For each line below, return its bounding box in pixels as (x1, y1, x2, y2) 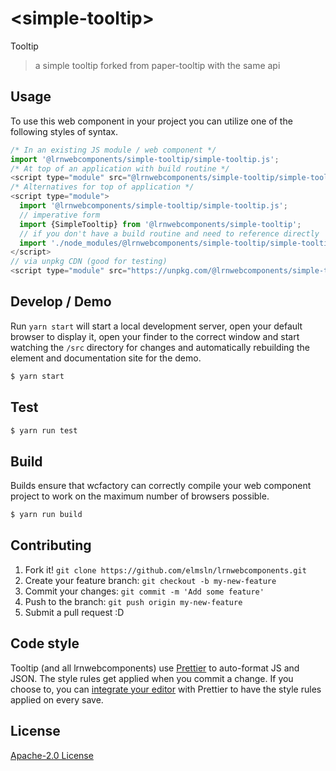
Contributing (10, 537, 92, 554)
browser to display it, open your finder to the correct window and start (10, 330, 300, 342)
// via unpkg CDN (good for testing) (10, 257, 168, 267)
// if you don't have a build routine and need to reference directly (19, 228, 320, 239)
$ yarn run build (10, 510, 83, 520)
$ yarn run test (10, 425, 78, 436)
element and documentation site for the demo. (10, 352, 202, 364)
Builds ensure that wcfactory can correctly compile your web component (10, 480, 312, 492)
